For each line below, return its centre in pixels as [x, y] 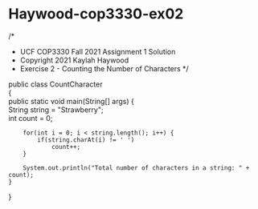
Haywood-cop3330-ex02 [96, 14]
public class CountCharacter [55, 84]
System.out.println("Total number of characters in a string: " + [136, 168]
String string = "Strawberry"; [56, 110]
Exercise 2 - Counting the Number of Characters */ [104, 68]
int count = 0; [31, 118]
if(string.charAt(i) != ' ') [86, 140]
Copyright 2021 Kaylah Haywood [74, 60]
